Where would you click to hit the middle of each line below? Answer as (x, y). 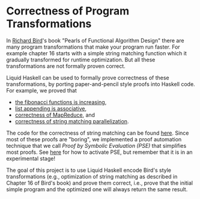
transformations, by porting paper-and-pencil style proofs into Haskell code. (101, 84)
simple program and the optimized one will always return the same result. (97, 189)
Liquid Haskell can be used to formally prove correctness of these (88, 78)
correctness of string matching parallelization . (72, 121)
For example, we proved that (41, 90)
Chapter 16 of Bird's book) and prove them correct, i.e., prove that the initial (100, 183)
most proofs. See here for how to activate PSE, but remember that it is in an (100, 152)
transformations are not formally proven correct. (66, 66)
